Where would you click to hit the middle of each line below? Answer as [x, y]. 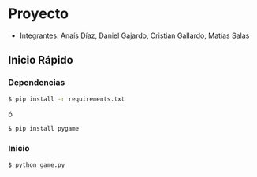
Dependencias [37, 83]
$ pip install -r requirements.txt [67, 99]
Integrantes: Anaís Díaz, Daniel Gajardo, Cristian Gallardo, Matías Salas [134, 35]
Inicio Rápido [41, 60]
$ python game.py [37, 165]
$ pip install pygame [44, 128]
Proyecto [39, 14]
